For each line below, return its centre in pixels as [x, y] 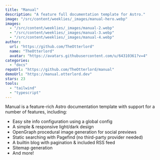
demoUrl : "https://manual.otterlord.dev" [49, 74]
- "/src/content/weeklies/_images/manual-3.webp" [62, 33]
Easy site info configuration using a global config [62, 121]
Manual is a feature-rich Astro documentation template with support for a [80, 107]
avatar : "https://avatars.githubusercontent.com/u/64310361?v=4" [79, 56]
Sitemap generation [33, 148]
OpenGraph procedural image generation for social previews [74, 132]
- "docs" [19, 65]
